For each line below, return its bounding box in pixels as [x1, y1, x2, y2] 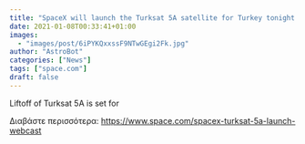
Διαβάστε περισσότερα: [9, 115, 99, 126]
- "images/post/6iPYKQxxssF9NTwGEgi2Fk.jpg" [17, 38, 189, 48]
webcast [9, 125, 42, 136]
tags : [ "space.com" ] [9, 65, 88, 74]
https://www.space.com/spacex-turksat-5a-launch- [100, 115, 296, 126]
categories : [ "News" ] [9, 56, 92, 65]
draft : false [9, 73, 59, 82]
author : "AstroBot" [9, 47, 84, 57]
